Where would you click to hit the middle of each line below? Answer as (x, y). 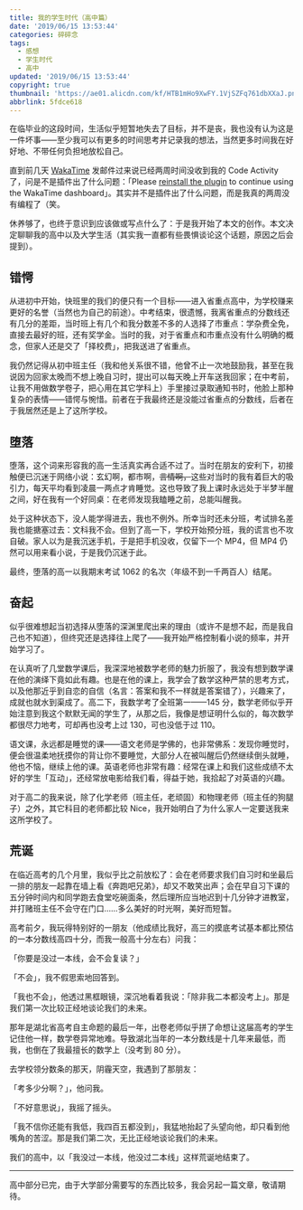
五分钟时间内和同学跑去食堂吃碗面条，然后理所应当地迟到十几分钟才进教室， (151, 897)
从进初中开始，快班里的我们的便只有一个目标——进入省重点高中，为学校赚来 (151, 301)
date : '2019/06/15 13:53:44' (64, 26)
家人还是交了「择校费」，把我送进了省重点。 (114, 346)
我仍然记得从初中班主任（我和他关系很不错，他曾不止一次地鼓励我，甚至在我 (151, 365)
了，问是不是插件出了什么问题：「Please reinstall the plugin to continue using (151, 182)
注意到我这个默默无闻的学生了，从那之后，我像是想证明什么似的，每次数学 (155, 713)
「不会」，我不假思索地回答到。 (67, 977)
